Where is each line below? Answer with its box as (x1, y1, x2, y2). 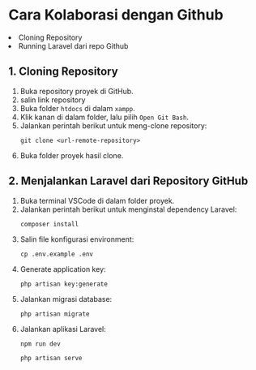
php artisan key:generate (19, 280, 108, 288)
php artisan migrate (19, 310, 90, 318)
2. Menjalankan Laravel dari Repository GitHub (8, 174, 249, 188)
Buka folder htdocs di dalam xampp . (19, 103, 135, 113)
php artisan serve (19, 354, 83, 362)
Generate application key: (19, 264, 107, 273)
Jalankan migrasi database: (19, 294, 113, 303)
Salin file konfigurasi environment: (19, 234, 134, 244)
